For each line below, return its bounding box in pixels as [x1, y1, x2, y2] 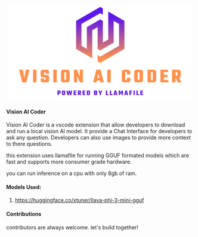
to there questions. [6, 140, 52, 147]
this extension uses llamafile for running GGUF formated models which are [6, 152, 190, 159]
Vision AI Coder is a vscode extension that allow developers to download [6, 121, 185, 128]
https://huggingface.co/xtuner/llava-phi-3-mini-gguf [14, 196, 144, 204]
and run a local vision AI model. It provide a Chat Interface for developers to [6, 128, 193, 135]
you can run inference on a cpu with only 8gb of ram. [6, 170, 137, 177]
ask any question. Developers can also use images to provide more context [6, 134, 191, 141]
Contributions [6, 211, 42, 217]
